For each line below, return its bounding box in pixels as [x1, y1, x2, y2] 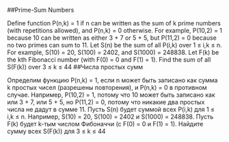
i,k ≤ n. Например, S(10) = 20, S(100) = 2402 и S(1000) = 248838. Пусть [7, 113, 214, 121]
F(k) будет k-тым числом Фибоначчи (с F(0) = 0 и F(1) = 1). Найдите [7, 120, 204, 128]
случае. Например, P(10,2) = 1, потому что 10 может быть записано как [7, 91, 215, 99]
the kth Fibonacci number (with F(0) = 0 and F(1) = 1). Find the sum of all [7, 56, 211, 64]
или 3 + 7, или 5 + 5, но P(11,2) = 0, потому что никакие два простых [7, 98, 205, 106]
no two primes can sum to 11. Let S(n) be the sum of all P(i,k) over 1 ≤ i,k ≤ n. [7, 41, 222, 49]
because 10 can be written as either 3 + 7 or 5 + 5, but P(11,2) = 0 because [7, 34, 217, 42]
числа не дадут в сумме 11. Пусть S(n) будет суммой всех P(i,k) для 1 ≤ [7, 106, 215, 113]
